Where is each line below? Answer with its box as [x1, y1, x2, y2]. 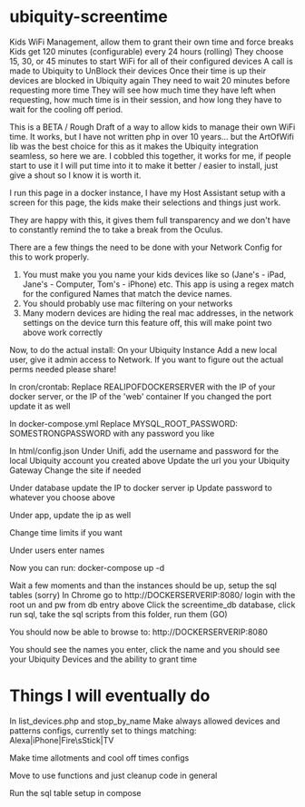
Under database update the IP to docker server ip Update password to [9, 482, 272, 493]
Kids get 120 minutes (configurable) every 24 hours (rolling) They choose [9, 45, 284, 56]
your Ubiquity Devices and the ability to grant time [9, 654, 198, 664]
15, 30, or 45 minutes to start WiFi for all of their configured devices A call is [9, 55, 293, 66]
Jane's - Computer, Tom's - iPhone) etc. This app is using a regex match [22, 279, 295, 290]
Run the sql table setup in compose [9, 787, 143, 798]
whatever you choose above [9, 492, 115, 503]
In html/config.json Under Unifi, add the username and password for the [9, 445, 280, 456]
